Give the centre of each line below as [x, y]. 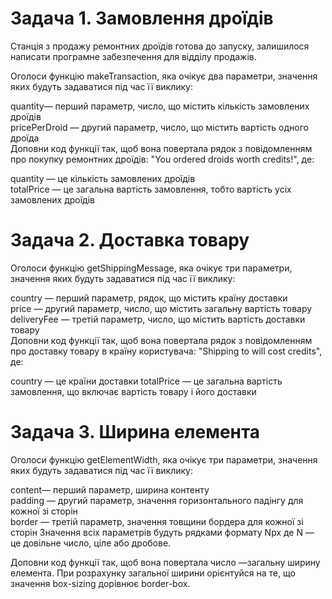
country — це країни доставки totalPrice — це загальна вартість [146, 381]
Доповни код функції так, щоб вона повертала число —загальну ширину [165, 562]
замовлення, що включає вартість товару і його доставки [133, 391]
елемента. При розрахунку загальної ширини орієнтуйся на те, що [153, 573]
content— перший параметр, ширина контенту [110, 489]
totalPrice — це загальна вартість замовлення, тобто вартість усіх [151, 189]
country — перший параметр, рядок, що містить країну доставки [149, 298]
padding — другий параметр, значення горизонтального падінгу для [157, 500]
